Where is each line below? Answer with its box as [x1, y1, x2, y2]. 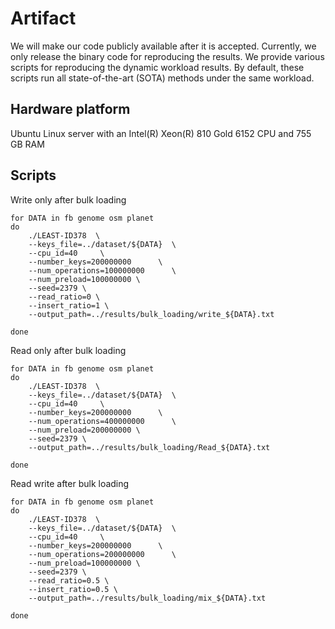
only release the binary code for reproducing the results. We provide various [10, 50, 325, 62]
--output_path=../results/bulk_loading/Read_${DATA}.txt [28, 442, 271, 452]
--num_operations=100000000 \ [28, 265, 177, 276]
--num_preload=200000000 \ [28, 425, 141, 435]
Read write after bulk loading [10, 477, 130, 489]
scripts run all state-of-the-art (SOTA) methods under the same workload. [10, 72, 315, 84]
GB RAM [10, 138, 45, 150]
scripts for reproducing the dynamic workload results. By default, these [10, 61, 305, 73]
